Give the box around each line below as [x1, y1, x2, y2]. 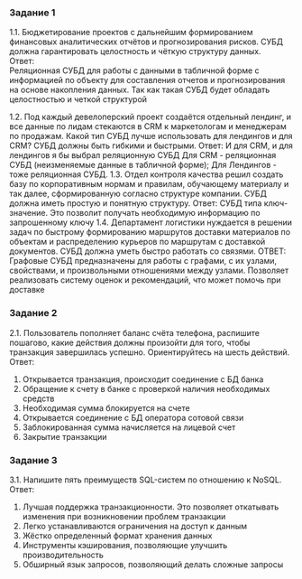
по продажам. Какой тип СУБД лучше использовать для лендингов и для [9, 131, 293, 142]
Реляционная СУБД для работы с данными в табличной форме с [9, 65, 260, 76]
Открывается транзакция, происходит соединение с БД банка [22, 373, 264, 385]
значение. [9, 208, 48, 219]
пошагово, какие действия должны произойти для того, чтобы [9, 337, 251, 348]
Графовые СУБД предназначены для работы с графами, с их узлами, [9, 256, 278, 266]
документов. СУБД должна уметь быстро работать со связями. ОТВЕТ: [9, 246, 287, 257]
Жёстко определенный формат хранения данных [22, 530, 213, 541]
